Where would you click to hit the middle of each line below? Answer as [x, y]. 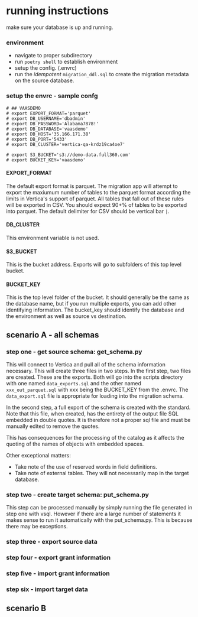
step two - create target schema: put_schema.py [78, 495]
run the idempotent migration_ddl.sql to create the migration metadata [102, 74]
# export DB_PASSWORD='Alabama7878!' [53, 124]
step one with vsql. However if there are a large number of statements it [94, 514]
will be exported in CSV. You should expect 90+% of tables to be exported [97, 204]
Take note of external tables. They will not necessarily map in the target [102, 473]
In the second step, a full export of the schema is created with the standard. [98, 407]
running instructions [58, 11]
